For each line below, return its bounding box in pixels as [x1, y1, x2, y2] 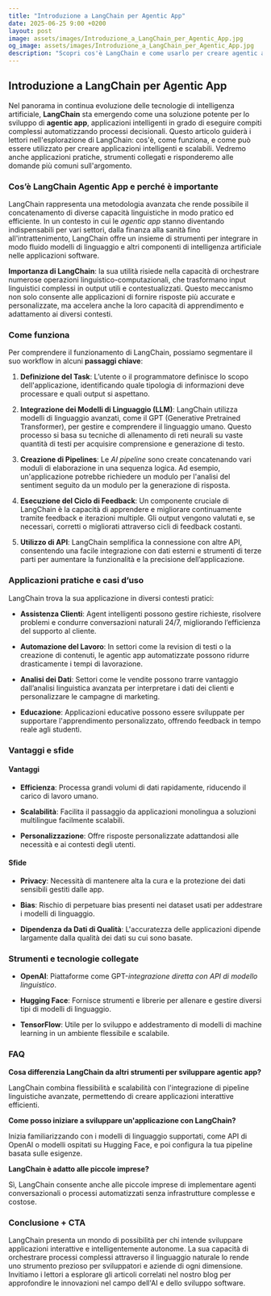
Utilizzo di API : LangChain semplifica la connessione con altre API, [19, 538, 243, 547]
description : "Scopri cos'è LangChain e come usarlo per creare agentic [8, 49, 258, 57]
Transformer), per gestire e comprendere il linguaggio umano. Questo [19, 422, 252, 432]
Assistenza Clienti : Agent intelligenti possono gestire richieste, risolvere [19, 609, 261, 619]
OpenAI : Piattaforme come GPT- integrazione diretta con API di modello [19, 971, 258, 981]
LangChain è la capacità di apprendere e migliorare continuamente [19, 505, 242, 514]
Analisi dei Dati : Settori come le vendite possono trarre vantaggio [19, 674, 239, 684]
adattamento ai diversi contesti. [8, 309, 113, 319]
